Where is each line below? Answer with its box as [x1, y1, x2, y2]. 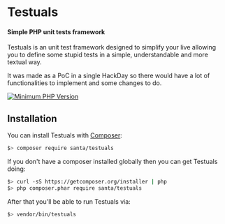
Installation [7, 112, 57, 124]
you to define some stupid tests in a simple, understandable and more [7, 50, 208, 59]
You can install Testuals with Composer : [7, 131, 122, 140]
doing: [7, 165, 26, 173]
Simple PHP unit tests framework [7, 27, 106, 36]
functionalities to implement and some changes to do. [7, 79, 162, 87]
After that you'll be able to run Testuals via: [7, 197, 131, 206]
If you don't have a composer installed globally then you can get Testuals [7, 158, 218, 166]
